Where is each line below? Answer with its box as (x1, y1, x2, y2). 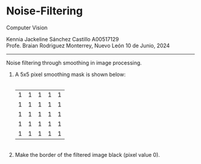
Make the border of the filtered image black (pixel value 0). (14, 151, 160, 158)
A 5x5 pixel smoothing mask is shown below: (14, 71, 126, 78)
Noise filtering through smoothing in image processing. (6, 59, 142, 66)
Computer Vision (6, 24, 48, 31)
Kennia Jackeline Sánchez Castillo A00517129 (6, 35, 120, 42)
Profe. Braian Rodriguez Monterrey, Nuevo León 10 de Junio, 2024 (6, 42, 170, 49)
